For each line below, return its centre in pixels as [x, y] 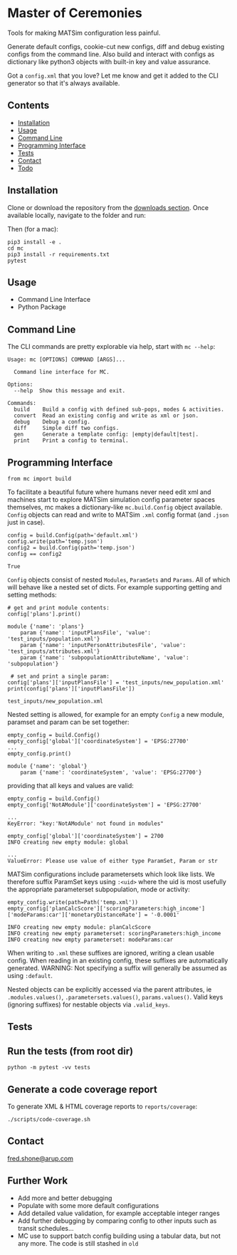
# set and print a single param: [60, 676]
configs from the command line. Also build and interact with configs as [111, 54]
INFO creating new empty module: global [68, 842]
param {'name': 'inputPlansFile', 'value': [86, 633]
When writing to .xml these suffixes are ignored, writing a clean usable [111, 953]
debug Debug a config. [52, 422]
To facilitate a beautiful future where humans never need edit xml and [109, 492]
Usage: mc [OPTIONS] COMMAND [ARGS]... [67, 360]
